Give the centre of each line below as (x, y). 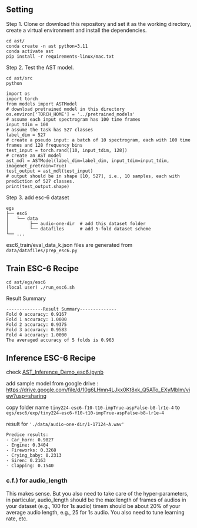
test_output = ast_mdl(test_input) (50, 171)
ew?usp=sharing (26, 396)
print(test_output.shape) (38, 186)
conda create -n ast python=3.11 (47, 46)
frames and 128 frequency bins (44, 145)
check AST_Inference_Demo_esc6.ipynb (55, 372)
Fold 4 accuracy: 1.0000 (36, 335)
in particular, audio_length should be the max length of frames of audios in (96, 500)
